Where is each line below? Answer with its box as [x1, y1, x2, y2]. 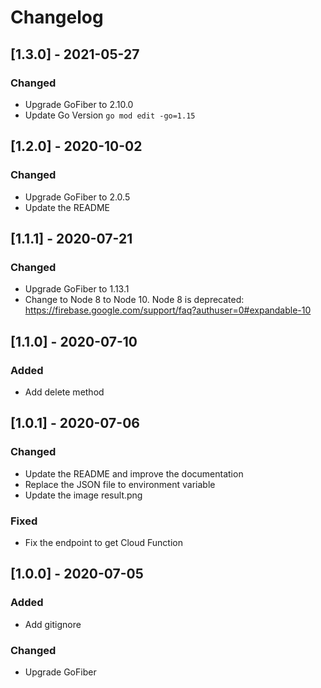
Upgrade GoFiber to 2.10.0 [24, 98, 134, 110]
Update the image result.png [24, 489, 143, 501]
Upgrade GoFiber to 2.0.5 [24, 191, 131, 203]
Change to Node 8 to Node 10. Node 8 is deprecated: [24, 294, 245, 306]
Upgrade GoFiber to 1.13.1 [24, 283, 130, 295]
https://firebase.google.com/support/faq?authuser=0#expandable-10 [24, 304, 312, 316]
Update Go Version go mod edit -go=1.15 [24, 109, 196, 121]
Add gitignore [24, 618, 82, 630]
